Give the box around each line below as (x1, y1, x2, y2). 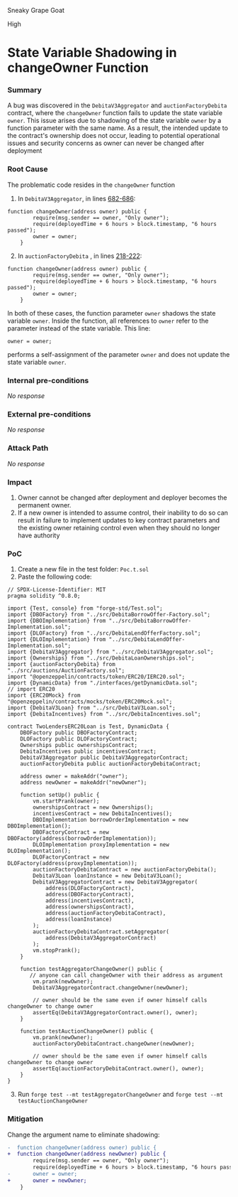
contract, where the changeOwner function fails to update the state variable (7, 109, 223, 117)
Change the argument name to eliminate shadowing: (7, 1130, 160, 1139)
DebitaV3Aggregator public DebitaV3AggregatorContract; (20, 754, 189, 761)
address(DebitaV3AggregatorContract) (45, 935, 157, 942)
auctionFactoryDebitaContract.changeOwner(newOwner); (33, 1041, 195, 1048)
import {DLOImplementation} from (7, 636, 106, 643)
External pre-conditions (7, 409, 91, 419)
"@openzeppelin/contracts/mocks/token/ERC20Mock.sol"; (7, 698, 173, 706)
